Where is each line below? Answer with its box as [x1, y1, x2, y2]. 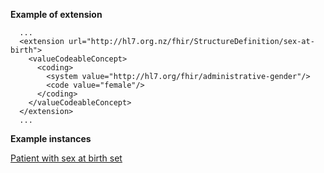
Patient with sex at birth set [10, 152, 123, 164]
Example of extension [10, 9, 103, 20]
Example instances [10, 133, 92, 144]
